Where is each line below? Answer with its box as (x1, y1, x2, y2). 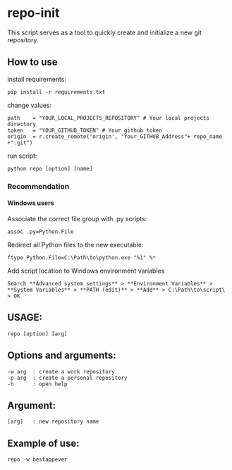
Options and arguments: (7, 350, 116, 361)
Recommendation (7, 181, 70, 191)
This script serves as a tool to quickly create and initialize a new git (7, 28, 202, 37)
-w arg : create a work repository (7, 368, 115, 375)
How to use (7, 56, 58, 68)
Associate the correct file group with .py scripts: (7, 214, 147, 223)
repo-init (7, 5, 60, 21)
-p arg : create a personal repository (7, 374, 128, 381)
